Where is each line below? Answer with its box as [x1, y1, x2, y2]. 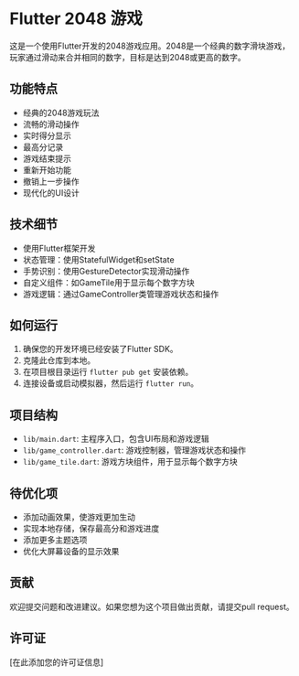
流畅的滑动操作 [22, 118, 80, 129]
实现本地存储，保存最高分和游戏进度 [22, 523, 160, 533]
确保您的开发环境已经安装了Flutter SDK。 [22, 344, 178, 355]
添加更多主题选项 [22, 534, 88, 545]
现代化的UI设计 [22, 187, 80, 198]
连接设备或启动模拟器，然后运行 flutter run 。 [22, 378, 199, 389]
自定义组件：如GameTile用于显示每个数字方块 [22, 276, 195, 288]
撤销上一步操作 [22, 176, 80, 187]
